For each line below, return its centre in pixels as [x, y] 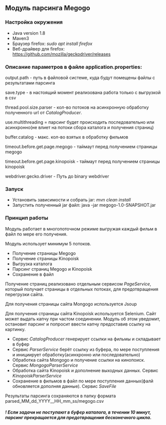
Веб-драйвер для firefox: [39, 48]
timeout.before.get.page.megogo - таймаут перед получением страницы [81, 146]
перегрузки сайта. [24, 294]
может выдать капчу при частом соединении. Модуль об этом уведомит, [83, 319]
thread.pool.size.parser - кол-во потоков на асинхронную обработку [77, 107]
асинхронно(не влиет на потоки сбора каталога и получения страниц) [80, 127]
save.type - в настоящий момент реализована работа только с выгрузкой [83, 92]
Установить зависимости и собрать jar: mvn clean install [71, 200]
